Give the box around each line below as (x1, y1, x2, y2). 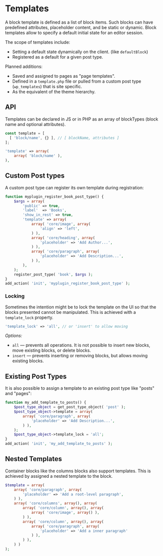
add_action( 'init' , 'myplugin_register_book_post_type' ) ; (5, 281, 131, 286)
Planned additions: (5, 63, 43, 69)
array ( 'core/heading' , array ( (31, 235, 95, 240)
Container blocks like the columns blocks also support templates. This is (5, 468, 151, 474)
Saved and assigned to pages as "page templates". (12, 73, 116, 79)
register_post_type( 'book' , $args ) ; (14, 272, 93, 277)
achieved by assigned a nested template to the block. (5, 473, 113, 479)
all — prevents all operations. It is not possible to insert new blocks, (12, 342, 150, 348)
